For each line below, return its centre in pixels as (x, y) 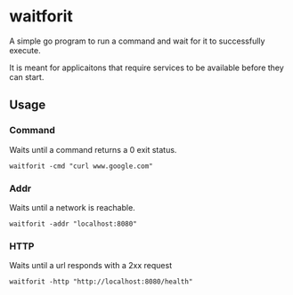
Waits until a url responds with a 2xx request (90, 266)
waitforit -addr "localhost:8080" (73, 224)
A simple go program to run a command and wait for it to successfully (137, 41)
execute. (25, 50)
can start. (27, 76)
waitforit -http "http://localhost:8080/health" (101, 282)
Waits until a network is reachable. (72, 207)
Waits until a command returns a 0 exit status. (93, 149)
